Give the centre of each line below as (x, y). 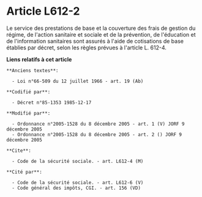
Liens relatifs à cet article (39, 59)
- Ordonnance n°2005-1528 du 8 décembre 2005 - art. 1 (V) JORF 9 (98, 124)
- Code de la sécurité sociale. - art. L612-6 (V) (78, 182)
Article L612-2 (43, 11)
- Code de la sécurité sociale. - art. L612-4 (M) (78, 161)
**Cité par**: (24, 172)
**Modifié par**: (28, 113)
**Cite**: (19, 151)
